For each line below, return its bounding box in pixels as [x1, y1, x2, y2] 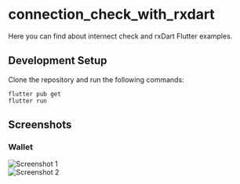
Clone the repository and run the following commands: [8, 74, 184, 84]
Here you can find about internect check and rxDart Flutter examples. [8, 31, 233, 41]
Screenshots [8, 118, 72, 132]
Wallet [8, 142, 34, 153]
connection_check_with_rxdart [8, 5, 216, 23]
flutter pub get [8, 90, 61, 98]
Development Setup [8, 54, 107, 67]
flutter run [8, 96, 47, 105]
